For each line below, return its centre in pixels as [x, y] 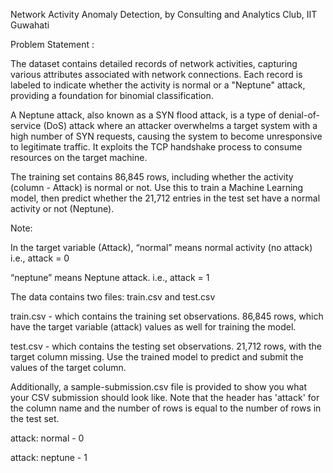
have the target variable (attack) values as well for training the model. [153, 327]
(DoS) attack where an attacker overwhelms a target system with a [180, 125]
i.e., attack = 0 [40, 258]
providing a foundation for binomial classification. [112, 95]
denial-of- [299, 115]
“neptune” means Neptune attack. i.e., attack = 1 [110, 277]
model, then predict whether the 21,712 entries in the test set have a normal [165, 198]
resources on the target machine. [79, 157]
